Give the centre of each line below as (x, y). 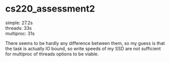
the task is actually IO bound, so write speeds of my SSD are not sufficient (83, 48)
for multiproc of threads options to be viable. (52, 54)
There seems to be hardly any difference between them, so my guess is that (85, 43)
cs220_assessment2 (50, 9)
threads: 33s (19, 28)
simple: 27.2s (19, 23)
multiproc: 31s (20, 33)
